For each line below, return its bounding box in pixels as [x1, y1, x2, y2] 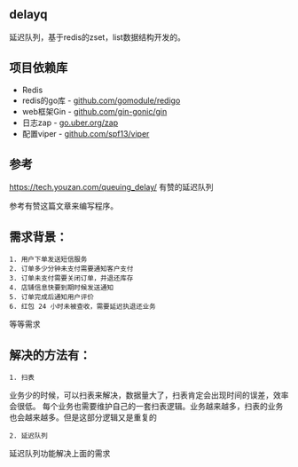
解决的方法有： [9, 347, 91, 362]
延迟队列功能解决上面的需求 [9, 448, 111, 459]
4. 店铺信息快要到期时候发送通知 [9, 283, 114, 292]
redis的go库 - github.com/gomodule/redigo [21, 95, 181, 106]
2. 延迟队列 [9, 431, 49, 440]
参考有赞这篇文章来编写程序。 [9, 201, 118, 211]
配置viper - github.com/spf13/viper [21, 128, 150, 139]
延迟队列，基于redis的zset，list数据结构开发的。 [9, 31, 186, 43]
